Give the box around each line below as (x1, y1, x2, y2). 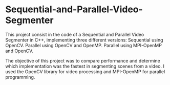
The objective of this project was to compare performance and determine (5, 57, 160, 63)
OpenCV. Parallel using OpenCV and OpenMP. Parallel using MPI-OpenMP (5, 42, 162, 48)
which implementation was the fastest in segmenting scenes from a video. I (5, 63, 165, 69)
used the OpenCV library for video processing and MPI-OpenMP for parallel (5, 68, 165, 75)
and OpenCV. (5, 48, 33, 54)
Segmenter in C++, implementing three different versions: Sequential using (5, 37, 163, 43)
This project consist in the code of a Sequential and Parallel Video (5, 31, 144, 37)
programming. (5, 74, 35, 80)
